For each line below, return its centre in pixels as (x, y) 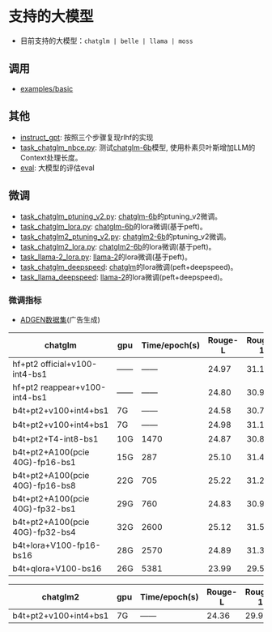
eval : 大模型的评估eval (57, 168)
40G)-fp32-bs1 (44, 509)
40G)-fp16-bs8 (44, 485)
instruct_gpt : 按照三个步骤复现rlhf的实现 (87, 137)
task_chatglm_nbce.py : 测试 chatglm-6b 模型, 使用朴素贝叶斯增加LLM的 (138, 147)
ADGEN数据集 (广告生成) (60, 319)
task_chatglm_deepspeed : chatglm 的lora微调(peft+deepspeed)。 (129, 267)
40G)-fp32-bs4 (44, 532)
